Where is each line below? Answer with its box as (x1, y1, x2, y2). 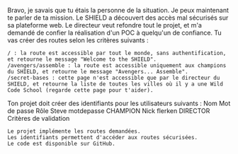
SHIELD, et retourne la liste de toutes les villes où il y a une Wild (7, 81, 223, 88)
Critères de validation (7, 114, 70, 122)
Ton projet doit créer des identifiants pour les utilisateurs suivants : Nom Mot (7, 99, 231, 107)
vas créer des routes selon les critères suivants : (7, 36, 149, 45)
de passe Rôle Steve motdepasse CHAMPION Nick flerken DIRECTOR (7, 107, 210, 115)
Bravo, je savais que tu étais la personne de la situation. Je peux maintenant (7, 6, 229, 14)
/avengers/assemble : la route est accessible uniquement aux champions (7, 62, 227, 69)
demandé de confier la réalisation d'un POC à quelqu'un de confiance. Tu (7, 28, 222, 37)
